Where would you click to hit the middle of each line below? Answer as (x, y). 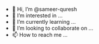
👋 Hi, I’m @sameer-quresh (44, 9)
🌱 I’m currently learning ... (44, 22)
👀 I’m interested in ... (37, 15)
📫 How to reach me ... (40, 35)
